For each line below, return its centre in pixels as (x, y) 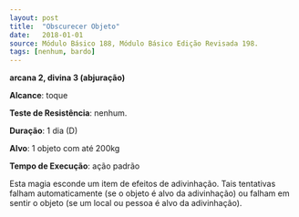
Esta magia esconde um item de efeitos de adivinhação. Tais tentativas (143, 184)
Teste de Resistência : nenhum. (68, 113)
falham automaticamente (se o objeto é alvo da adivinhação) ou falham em (149, 193)
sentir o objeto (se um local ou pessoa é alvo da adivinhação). (126, 203)
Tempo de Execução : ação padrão (75, 166)
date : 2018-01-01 (46, 35)
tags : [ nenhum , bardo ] (52, 52)
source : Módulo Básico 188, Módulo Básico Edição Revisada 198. (134, 43)
